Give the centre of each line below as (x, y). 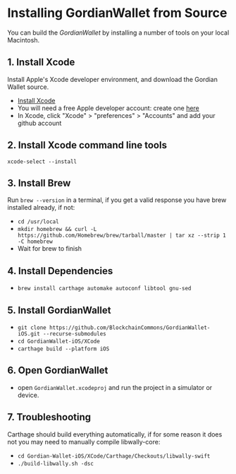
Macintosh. (24, 40)
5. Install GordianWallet (59, 310)
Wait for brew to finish (50, 249)
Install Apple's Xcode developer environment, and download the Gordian (113, 79)
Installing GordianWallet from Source (117, 13)
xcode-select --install (42, 161)
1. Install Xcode (41, 63)
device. (28, 395)
